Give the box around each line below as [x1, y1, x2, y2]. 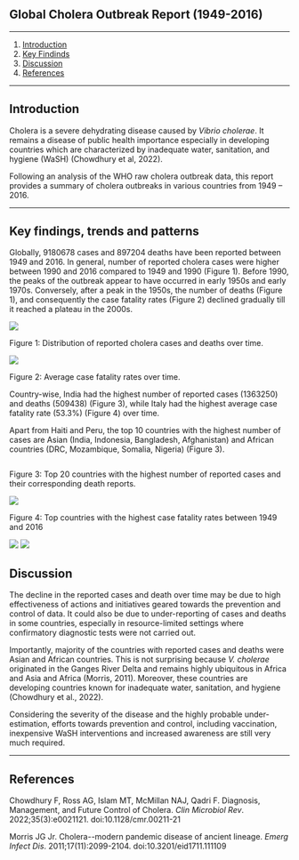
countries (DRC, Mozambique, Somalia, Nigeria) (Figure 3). [9, 444, 225, 454]
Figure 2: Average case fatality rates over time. [9, 372, 181, 382]
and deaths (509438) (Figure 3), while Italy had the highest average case [9, 398, 278, 409]
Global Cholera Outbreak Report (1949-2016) [9, 7, 263, 22]
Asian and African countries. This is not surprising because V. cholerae [9, 654, 270, 665]
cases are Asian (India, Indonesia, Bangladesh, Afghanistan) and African [9, 435, 274, 446]
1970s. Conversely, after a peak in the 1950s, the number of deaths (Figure [9, 285, 283, 296]
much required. [9, 737, 66, 748]
